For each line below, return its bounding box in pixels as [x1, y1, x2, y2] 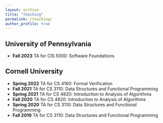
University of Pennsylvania [5, 39, 91, 48]
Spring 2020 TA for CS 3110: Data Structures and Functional [12, 102, 137, 108]
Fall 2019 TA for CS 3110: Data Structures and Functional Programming [12, 112, 158, 118]
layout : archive [5, 7, 39, 12]
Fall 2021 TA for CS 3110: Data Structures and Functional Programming [12, 86, 158, 92]
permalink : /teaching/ [5, 16, 52, 21]
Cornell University [5, 67, 63, 76]
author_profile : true [5, 21, 50, 26]
